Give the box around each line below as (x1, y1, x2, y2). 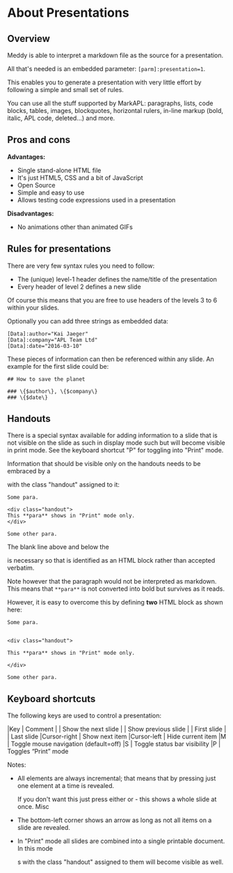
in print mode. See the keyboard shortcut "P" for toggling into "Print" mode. (7, 446, 224, 455)
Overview (7, 33, 51, 45)
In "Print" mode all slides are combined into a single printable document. (17, 837, 225, 845)
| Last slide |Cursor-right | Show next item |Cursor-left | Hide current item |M (7, 732, 227, 741)
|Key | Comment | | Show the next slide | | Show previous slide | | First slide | (7, 725, 227, 734)
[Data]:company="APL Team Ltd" (7, 336, 98, 343)
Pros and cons (7, 134, 71, 146)
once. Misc (17, 803, 50, 811)
